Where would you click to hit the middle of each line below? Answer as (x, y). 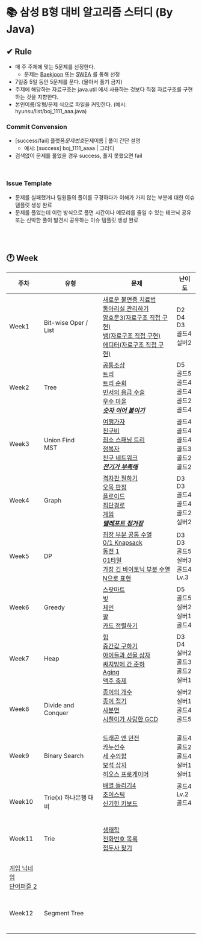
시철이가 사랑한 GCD (130, 719)
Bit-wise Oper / (66, 323)
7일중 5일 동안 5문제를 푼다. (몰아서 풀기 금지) (69, 82)
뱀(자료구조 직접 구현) (132, 336)
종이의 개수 (117, 692)
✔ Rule (19, 52)
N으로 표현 (117, 578)
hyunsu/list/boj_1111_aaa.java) (51, 111)
